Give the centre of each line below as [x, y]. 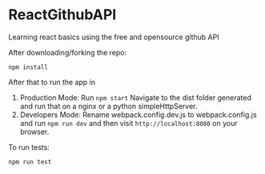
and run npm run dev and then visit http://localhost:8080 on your [128, 123]
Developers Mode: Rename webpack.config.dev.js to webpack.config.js [139, 115]
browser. [34, 132]
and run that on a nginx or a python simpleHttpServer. [108, 106]
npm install [28, 67]
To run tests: [29, 147]
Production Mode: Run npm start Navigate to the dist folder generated [136, 97]
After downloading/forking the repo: [67, 52]
